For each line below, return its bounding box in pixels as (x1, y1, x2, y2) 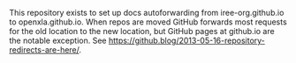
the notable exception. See (9, 35, 108, 45)
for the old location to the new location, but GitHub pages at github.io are (9, 26, 276, 36)
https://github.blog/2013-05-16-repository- (108, 35, 265, 45)
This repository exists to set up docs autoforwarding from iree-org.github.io (9, 8, 285, 17)
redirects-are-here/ (9, 45, 80, 55)
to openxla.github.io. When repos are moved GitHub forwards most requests (9, 17, 287, 27)
